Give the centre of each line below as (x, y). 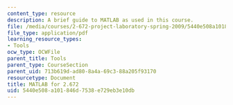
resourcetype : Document (42, 78)
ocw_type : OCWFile (34, 52)
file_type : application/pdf (48, 33)
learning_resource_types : (44, 39)
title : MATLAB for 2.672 (43, 84)
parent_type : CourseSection (48, 65)
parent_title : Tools (37, 59)
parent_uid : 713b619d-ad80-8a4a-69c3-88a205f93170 (82, 71)
